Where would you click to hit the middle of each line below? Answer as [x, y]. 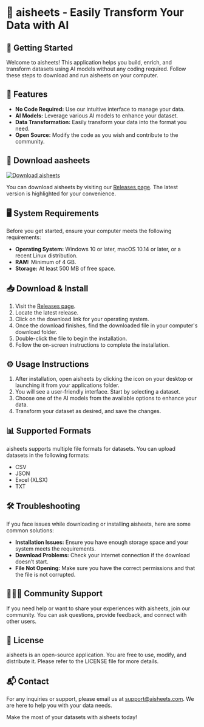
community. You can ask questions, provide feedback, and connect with [97, 614]
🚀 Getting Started [40, 48]
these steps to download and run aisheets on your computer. [82, 75]
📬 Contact [28, 681]
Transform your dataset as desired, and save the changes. [88, 411]
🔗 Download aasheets [48, 161]
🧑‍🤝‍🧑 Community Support [55, 593]
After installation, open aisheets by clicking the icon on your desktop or [104, 379]
